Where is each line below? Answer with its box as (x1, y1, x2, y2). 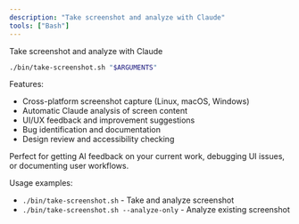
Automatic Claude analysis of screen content (21, 106, 188, 116)
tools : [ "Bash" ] (9, 21, 70, 30)
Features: (9, 79, 45, 90)
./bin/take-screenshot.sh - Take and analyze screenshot (21, 195, 235, 205)
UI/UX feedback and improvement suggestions (21, 115, 195, 125)
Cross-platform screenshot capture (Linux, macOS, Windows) (21, 96, 250, 107)
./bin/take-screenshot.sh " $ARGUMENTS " (9, 63, 158, 72)
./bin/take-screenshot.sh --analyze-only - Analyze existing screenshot (21, 204, 290, 215)
